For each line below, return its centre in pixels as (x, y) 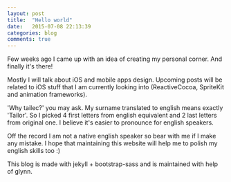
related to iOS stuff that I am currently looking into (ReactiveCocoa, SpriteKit (116, 87)
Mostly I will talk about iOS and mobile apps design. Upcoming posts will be (115, 80)
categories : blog (32, 33)
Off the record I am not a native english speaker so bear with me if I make (112, 136)
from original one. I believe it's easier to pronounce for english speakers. (111, 122)
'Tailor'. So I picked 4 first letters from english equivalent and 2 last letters (112, 116)
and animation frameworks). (47, 95)
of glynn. (20, 172)
